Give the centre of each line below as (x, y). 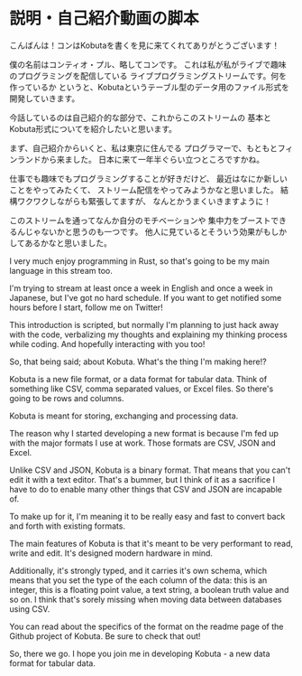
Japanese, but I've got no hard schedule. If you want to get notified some (146, 297)
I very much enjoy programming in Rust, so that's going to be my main (140, 261)
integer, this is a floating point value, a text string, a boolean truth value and (149, 589)
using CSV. (30, 609)
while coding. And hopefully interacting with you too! (107, 343)
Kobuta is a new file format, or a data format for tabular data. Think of (138, 379)
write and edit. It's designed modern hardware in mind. (111, 553)
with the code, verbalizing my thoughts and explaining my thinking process (149, 334)
